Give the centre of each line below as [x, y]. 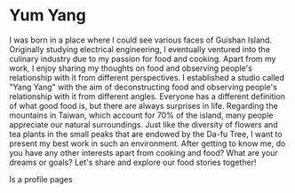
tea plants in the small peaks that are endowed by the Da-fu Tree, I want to [146, 134]
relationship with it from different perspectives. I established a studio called [147, 77]
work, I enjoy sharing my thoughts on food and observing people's [131, 68]
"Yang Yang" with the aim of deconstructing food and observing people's [144, 87]
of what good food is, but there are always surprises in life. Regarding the [144, 105]
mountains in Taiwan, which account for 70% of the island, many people [141, 115]
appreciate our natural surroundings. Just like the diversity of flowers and [144, 124]
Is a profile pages [41, 179]
